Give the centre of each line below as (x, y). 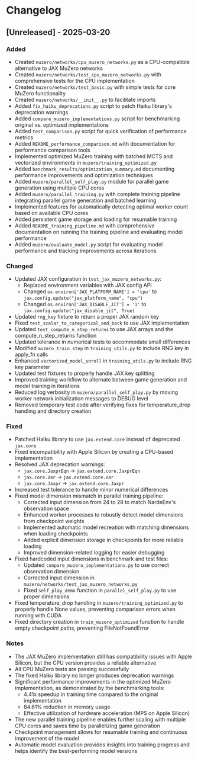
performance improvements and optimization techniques (84, 175)
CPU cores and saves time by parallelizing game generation (87, 726)
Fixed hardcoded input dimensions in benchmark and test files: (91, 559)
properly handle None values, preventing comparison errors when (95, 609)
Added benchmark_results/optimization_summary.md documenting (95, 169)
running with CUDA (38, 615)
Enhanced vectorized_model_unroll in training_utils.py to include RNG (103, 361)
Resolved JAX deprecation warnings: (60, 464)
